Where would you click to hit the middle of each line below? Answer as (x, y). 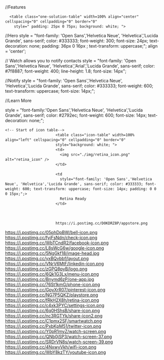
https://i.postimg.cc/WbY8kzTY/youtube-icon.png (56, 352)
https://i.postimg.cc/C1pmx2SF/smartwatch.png (53, 321)
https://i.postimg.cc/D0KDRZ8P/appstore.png (102, 223)
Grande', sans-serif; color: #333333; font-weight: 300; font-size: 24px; (77, 41)
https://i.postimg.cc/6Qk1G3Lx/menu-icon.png (52, 274)
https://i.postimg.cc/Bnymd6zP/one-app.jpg (50, 279)
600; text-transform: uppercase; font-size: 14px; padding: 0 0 (90, 189)
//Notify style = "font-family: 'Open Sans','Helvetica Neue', (64, 81)
